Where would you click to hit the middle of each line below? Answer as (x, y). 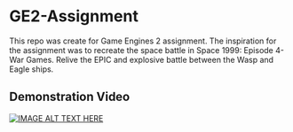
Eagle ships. (32, 69)
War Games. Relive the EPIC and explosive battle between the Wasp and (141, 59)
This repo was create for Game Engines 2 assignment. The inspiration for (143, 41)
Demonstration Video (70, 97)
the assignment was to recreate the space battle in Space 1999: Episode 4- (146, 50)
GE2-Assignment (74, 16)
